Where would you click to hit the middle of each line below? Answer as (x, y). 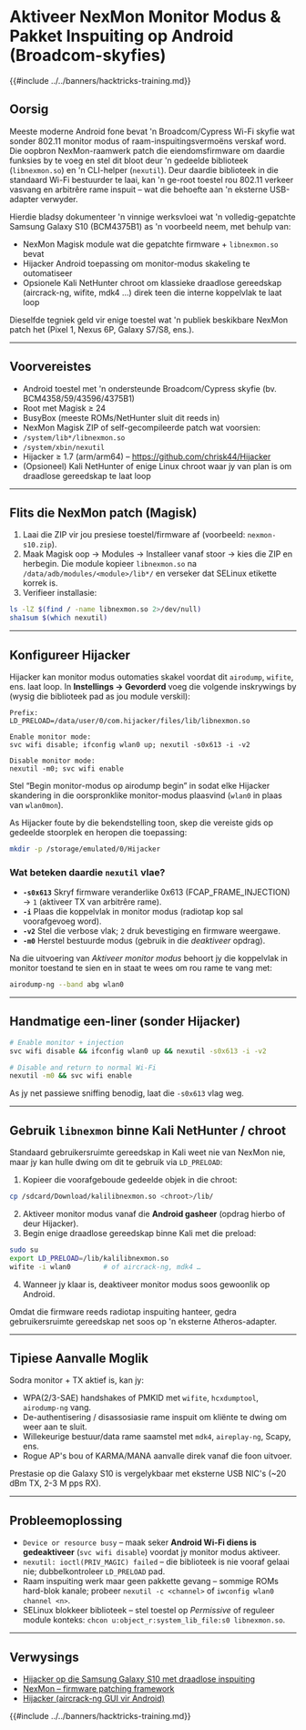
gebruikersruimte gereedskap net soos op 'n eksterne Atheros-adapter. (143, 1321)
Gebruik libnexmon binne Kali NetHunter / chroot (148, 1130)
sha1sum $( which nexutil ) (58, 618)
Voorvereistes (51, 367)
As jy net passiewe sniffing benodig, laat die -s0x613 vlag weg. (127, 1093)
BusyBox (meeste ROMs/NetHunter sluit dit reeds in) (121, 417)
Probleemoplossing (66, 1520)
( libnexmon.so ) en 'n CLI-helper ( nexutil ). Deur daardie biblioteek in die (144, 169)
